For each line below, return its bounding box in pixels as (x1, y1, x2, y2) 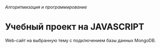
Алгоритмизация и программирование (5, 4, 87, 10)
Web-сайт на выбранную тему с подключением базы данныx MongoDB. (5, 37, 156, 43)
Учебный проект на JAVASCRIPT (5, 22, 144, 32)
